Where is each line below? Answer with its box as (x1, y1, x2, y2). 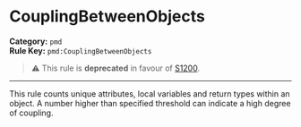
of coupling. (9, 107, 54, 118)
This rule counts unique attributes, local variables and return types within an (9, 88, 290, 99)
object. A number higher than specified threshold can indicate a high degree (9, 97, 291, 108)
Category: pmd (9, 36, 63, 47)
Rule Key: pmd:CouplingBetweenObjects (9, 45, 152, 55)
